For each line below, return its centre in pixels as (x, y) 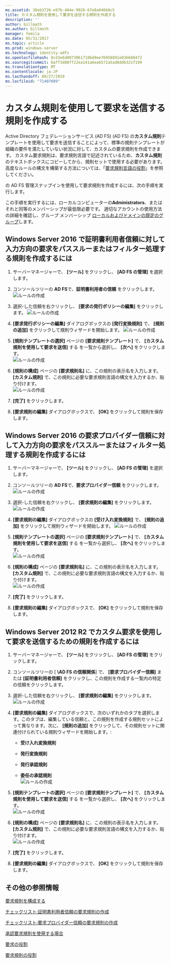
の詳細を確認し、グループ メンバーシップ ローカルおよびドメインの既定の (82, 215)
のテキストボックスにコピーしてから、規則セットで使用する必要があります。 (85, 161)
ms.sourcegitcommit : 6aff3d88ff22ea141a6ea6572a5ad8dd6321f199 (74, 62)
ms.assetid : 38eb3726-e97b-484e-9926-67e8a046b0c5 (60, 10)
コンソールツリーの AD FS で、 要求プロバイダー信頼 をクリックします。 (87, 485)
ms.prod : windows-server (32, 48)
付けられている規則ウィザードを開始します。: (64, 732)
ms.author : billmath (27, 29)
